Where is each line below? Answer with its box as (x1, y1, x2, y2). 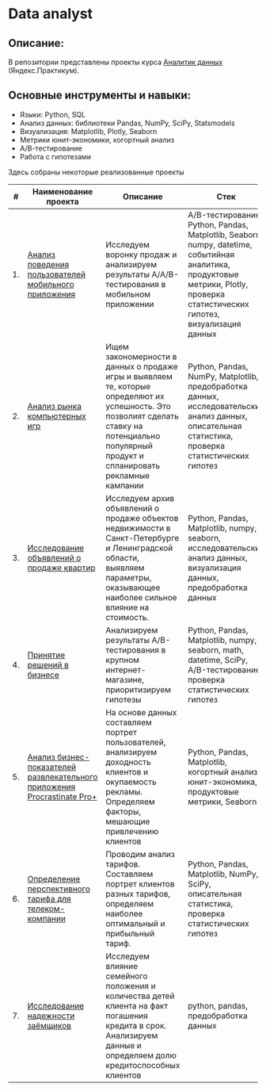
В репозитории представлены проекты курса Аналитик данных (8, 57, 223, 67)
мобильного (27, 278, 74, 289)
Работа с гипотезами (19, 151, 92, 161)
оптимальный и (105, 917, 165, 928)
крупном (105, 654, 140, 665)
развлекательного (27, 771, 98, 782)
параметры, (105, 572, 152, 583)
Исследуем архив (105, 492, 175, 503)
